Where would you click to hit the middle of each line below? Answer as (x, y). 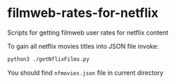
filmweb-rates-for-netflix (83, 13)
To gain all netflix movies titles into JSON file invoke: (83, 46)
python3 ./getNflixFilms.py (49, 59)
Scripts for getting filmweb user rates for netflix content (88, 32)
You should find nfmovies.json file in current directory (86, 73)
